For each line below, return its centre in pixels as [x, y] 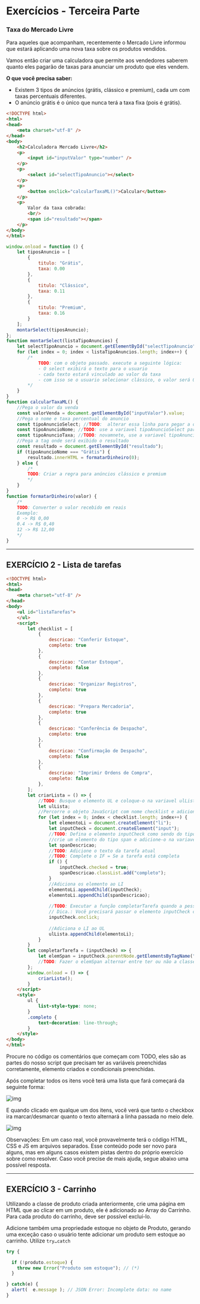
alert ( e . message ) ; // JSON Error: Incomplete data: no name [91, 1290]
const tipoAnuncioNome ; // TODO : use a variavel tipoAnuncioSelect [101, 430]
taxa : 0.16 [51, 313]
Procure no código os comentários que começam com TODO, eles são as [96, 1057]
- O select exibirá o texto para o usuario [93, 368]
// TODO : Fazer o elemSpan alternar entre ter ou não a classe [117, 962]
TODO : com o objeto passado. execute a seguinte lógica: [110, 363]
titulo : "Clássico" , [63, 285]
